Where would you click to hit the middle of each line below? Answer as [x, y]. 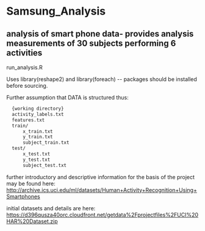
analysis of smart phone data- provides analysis [100, 34]
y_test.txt [36, 160]
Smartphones [23, 196]
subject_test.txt [45, 165]
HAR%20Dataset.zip [32, 221]
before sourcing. [27, 86]
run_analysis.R [24, 67]
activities [24, 53]
